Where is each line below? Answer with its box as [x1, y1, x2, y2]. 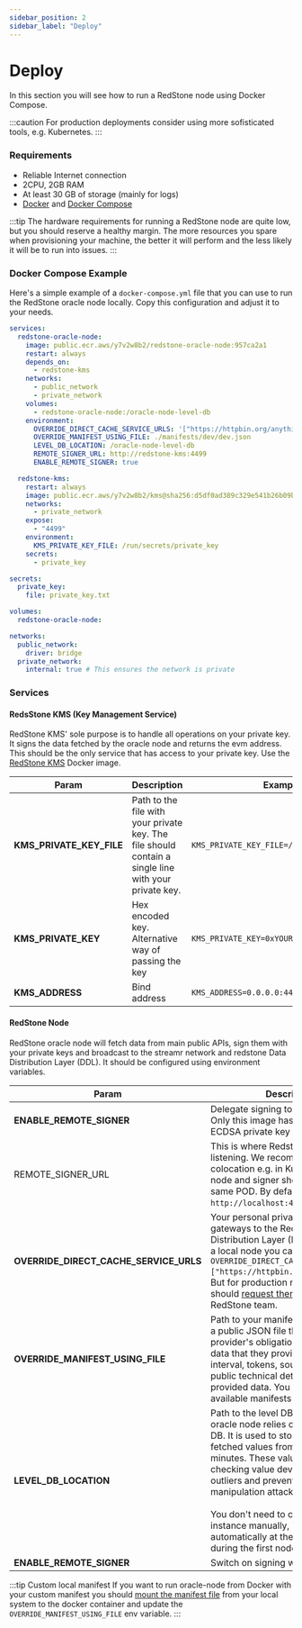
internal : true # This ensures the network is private [25, 665, 235, 674]
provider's [210, 1335, 254, 1348]
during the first [210, 1542, 273, 1554]
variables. [9, 1066, 46, 1077]
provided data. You [210, 1380, 290, 1393]
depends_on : [25, 357, 70, 366]
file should [131, 839, 176, 852]
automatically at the [210, 1530, 294, 1542]
